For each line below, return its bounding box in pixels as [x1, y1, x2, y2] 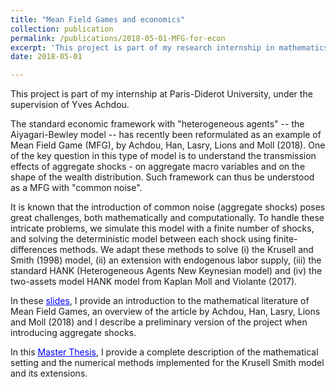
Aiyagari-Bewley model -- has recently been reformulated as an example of [10, 129, 322, 141]
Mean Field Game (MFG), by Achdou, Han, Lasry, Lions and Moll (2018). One [10, 139, 326, 151]
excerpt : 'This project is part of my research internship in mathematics [10, 42, 329, 53]
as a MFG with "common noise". [10, 182, 143, 194]
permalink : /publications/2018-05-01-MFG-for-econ [10, 33, 226, 43]
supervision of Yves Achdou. [10, 99, 130, 111]
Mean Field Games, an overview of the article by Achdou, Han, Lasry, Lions [10, 306, 321, 318]
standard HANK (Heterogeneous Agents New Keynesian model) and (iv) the [10, 265, 323, 277]
